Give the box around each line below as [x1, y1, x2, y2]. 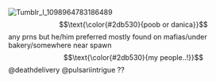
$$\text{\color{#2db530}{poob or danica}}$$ [59, 20, 208, 29]
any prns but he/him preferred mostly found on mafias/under [8, 32, 208, 41]
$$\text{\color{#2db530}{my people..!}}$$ [63, 53, 204, 62]
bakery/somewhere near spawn [8, 40, 113, 50]
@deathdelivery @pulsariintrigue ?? [8, 65, 125, 74]
